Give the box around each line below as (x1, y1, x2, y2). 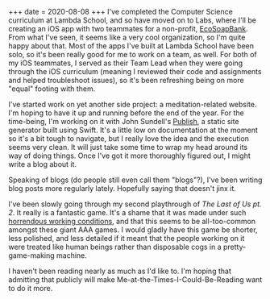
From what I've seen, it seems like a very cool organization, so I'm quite (8, 32, 246, 42)
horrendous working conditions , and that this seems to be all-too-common (8, 217, 256, 226)
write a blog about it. (8, 160, 77, 168)
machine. (56, 251, 87, 260)
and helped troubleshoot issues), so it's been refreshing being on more (8, 76, 244, 85)
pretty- (222, 242, 247, 251)
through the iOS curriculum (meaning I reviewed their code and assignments (8, 67, 262, 76)
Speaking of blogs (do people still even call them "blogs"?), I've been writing (8, 175, 263, 185)
